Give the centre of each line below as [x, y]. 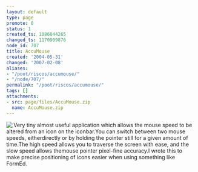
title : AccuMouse [28, 51]
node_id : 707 [23, 46]
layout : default [27, 12]
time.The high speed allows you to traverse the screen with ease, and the [98, 144]
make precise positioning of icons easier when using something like [91, 157]
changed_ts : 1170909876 [36, 40]
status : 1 [19, 29]
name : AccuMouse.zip [38, 107]
